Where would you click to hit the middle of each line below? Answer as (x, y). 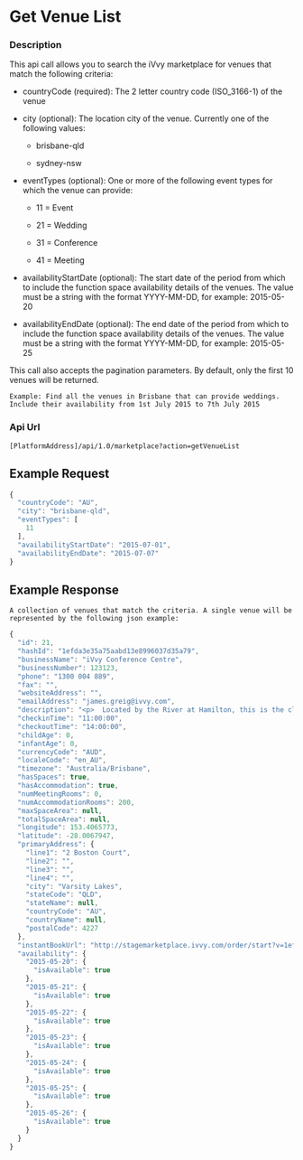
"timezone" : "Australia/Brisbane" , (84, 769)
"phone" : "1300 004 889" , (66, 676)
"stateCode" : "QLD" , (64, 895)
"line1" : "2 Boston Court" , (78, 853)
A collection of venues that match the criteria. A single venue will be (151, 611)
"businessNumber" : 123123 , (68, 668)
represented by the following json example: (94, 619)
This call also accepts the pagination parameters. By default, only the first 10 (151, 370)
